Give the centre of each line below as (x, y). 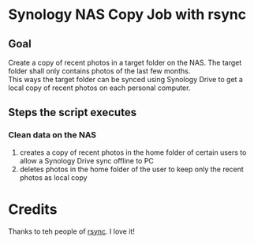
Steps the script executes (72, 113)
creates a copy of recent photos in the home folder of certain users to (133, 152)
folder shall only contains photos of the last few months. (99, 71)
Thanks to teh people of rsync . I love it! (72, 231)
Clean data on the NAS (52, 135)
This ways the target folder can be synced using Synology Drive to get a (125, 79)
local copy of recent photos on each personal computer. (99, 88)
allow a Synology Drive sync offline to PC (86, 160)
